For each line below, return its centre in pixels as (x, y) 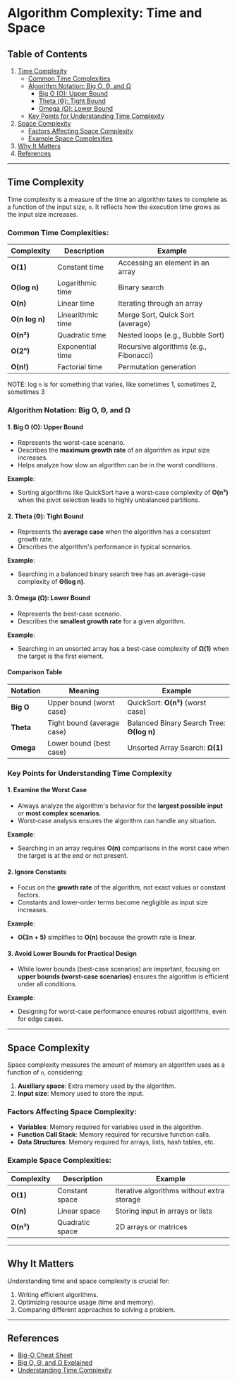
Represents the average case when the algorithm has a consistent (114, 532)
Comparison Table (35, 672)
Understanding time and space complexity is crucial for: (89, 1281)
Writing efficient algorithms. (58, 1294)
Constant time (81, 268)
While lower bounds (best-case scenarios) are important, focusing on (119, 969)
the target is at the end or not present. (73, 855)
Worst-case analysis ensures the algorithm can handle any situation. (117, 820)
